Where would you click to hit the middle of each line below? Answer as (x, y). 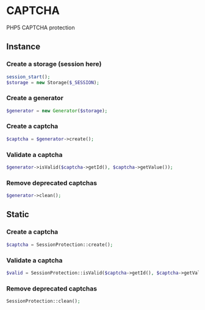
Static (18, 214)
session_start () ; (28, 77)
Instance (23, 47)
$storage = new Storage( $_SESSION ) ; (53, 82)
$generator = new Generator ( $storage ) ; (57, 110)
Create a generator (35, 98)
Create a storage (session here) (54, 64)
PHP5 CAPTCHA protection (41, 27)
